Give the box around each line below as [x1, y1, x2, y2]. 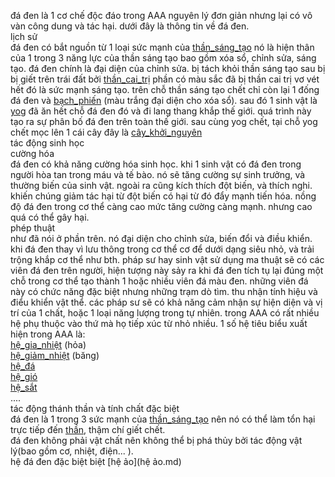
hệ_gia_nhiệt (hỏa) [10, 339, 87, 350]
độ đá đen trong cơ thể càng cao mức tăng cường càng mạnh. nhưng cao [10, 201, 313, 212]
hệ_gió [10, 371, 38, 382]
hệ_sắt [10, 381, 38, 393]
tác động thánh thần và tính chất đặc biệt [10, 403, 180, 414]
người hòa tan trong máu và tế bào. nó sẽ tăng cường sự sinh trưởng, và [10, 169, 306, 180]
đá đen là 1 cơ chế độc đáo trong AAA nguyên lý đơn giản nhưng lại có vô [10, 10, 313, 21]
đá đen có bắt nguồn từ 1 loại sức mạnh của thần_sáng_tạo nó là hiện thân [10, 41, 315, 53]
